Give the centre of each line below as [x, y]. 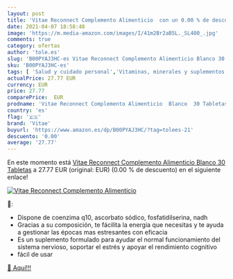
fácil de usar [35, 255]
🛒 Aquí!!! [19, 268]
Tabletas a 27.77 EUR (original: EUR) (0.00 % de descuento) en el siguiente [114, 170]
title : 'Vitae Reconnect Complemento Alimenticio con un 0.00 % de [108, 20]
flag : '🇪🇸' [24, 117]
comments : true [29, 40]
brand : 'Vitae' [29, 123]
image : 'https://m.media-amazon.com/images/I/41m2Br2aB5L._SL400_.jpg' [113, 33]
